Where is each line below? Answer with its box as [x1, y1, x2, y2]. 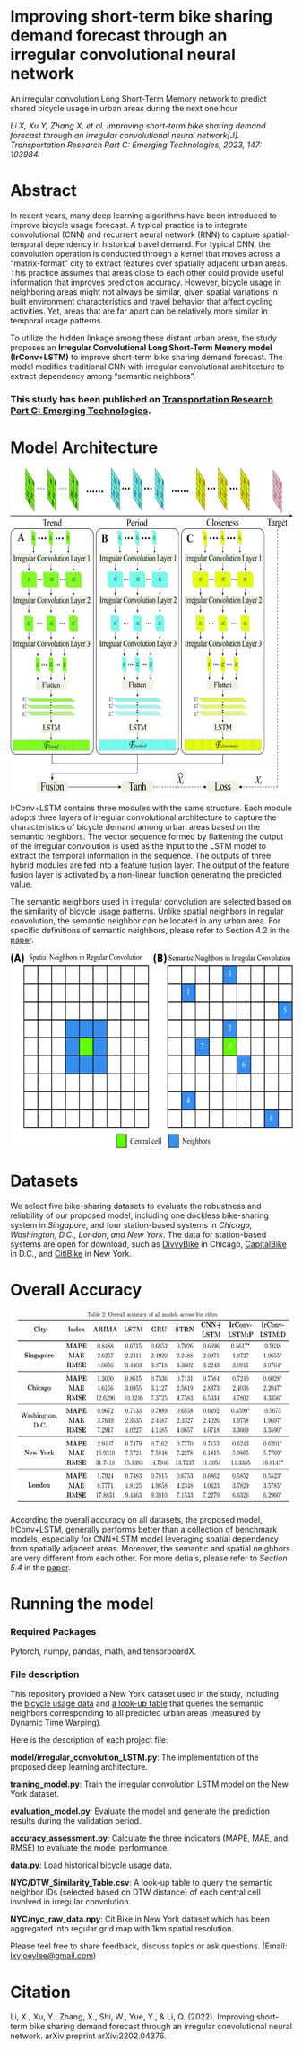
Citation [10, 1982, 71, 2002]
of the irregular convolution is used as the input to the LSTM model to [10, 840, 267, 851]
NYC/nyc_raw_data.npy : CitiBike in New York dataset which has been [10, 1913, 270, 1924]
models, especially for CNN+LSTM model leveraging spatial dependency [10, 1533, 279, 1544]
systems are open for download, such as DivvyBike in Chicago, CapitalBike [10, 1238, 288, 1250]
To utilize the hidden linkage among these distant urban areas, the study [10, 332, 277, 343]
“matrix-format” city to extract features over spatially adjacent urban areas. [10, 258, 289, 269]
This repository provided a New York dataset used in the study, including [10, 1689, 280, 1700]
